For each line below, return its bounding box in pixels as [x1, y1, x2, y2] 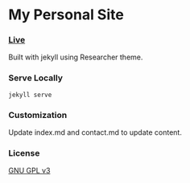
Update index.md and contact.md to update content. [8, 128, 183, 137]
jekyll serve [8, 91, 52, 99]
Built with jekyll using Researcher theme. [8, 52, 143, 62]
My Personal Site [8, 6, 125, 24]
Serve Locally [8, 72, 63, 83]
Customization [8, 109, 68, 120]
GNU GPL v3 [8, 166, 51, 176]
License [8, 148, 40, 158]
